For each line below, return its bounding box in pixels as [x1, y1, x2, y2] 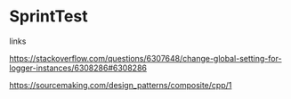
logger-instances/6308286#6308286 [9, 62, 147, 73]
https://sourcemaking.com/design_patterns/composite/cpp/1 [9, 79, 232, 90]
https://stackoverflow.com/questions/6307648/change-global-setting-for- [9, 53, 282, 63]
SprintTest [9, 6, 88, 27]
